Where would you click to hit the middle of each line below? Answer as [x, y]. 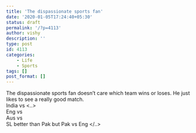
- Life [25, 60]
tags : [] [17, 71]
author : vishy [23, 33]
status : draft [23, 22]
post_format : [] [26, 76]
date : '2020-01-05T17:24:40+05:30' [49, 17]
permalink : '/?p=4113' [34, 28]
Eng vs [14, 112]
